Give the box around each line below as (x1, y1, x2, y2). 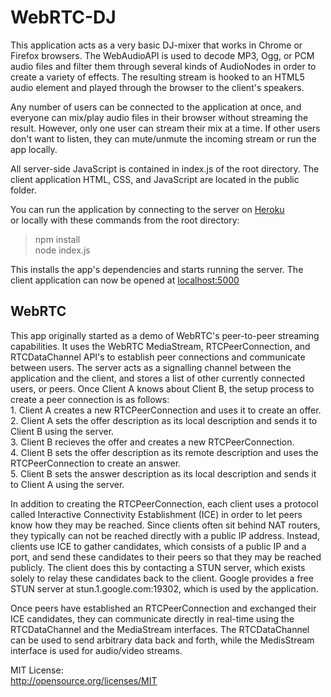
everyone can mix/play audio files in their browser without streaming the (10, 111, 309, 123)
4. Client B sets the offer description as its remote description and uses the (10, 446, 319, 458)
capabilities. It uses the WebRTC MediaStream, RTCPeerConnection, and (10, 340, 311, 352)
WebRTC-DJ (10, 6, 117, 29)
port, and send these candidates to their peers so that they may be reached (10, 551, 322, 563)
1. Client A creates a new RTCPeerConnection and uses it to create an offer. (10, 404, 322, 416)
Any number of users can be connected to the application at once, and (10, 101, 302, 113)
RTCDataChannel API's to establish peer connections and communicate (10, 351, 306, 363)
